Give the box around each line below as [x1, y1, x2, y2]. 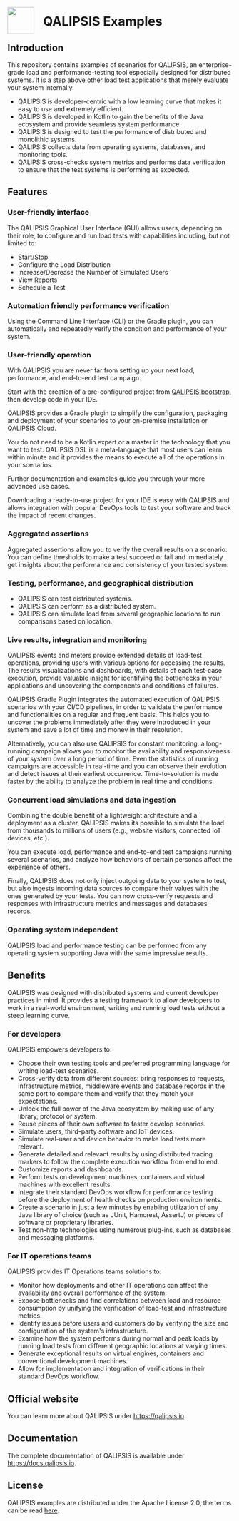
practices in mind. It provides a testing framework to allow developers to [7, 996, 220, 1004]
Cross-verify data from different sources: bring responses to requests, [17, 1074, 225, 1082]
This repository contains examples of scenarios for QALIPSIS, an [7, 61, 198, 69]
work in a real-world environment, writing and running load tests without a [7, 1003, 225, 1012]
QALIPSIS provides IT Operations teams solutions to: [7, 1267, 162, 1276]
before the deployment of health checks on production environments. [17, 1195, 223, 1204]
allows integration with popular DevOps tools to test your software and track [7, 504, 231, 512]
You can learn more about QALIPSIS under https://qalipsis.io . [7, 1411, 186, 1420]
